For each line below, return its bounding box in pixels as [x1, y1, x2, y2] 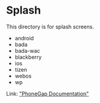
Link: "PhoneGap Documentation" [6, 90, 89, 97]
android [14, 34, 34, 41]
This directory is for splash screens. [6, 23, 94, 30]
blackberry [14, 53, 42, 60]
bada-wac [14, 47, 40, 54]
